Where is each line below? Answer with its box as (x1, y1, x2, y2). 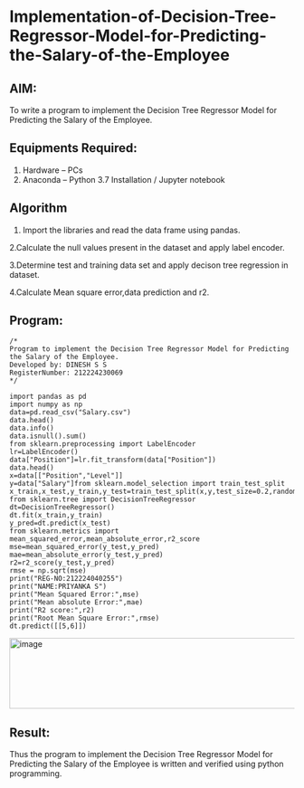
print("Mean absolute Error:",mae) (9, 598, 144, 607)
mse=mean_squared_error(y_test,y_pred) (9, 543, 160, 552)
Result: (9, 725, 51, 740)
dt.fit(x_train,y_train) (9, 511, 103, 520)
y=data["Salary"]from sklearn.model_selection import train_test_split (9, 479, 285, 489)
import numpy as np (9, 400, 83, 409)
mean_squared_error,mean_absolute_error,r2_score (9, 535, 201, 544)
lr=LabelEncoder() (9, 448, 79, 457)
